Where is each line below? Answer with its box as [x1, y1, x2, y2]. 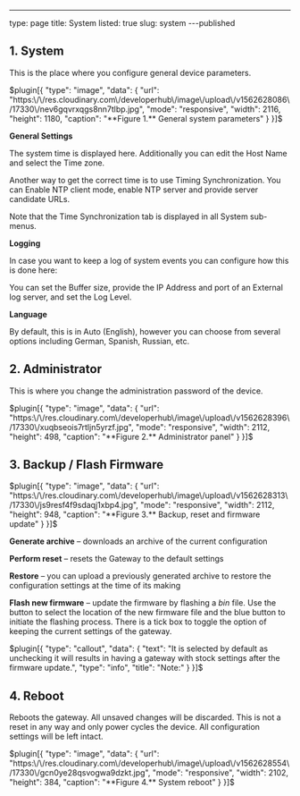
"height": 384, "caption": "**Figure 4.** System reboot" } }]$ [9, 777, 235, 788]
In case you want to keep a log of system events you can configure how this [9, 255, 289, 266]
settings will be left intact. [9, 731, 104, 742]
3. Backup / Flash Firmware [9, 457, 163, 472]
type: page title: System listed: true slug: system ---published [9, 18, 236, 28]
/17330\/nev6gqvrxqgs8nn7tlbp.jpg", [9, 104, 146, 114]
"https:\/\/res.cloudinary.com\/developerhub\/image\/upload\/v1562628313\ [9, 490, 288, 501]
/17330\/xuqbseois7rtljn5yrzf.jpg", [9, 421, 134, 432]
